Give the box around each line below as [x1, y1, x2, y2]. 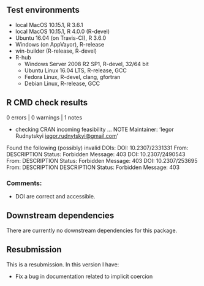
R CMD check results [6, 97, 88, 108]
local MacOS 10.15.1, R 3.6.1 [15, 21, 83, 28]
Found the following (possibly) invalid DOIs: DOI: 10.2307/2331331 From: [6, 144, 189, 151]
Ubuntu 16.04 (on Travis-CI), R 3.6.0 [15, 34, 107, 42]
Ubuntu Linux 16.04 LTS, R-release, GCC [24, 67, 127, 74]
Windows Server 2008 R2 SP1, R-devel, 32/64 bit [24, 60, 149, 67]
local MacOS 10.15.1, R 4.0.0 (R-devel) [15, 28, 110, 35]
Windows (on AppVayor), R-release [15, 40, 105, 48]
